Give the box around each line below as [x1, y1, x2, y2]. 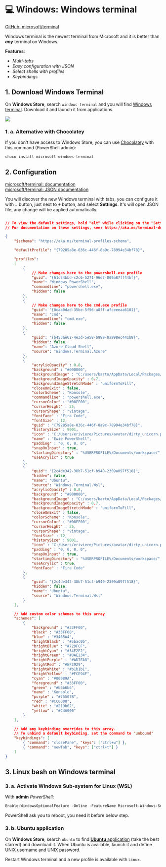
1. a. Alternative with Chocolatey [5, 128, 85, 135]
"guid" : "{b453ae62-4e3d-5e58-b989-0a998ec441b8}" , [31, 335, 140, 340]
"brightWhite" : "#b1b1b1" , [31, 667, 90, 672]
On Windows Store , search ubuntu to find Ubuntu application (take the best [5, 836, 159, 842]
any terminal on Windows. [5, 38, 59, 45]
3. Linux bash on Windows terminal [5, 768, 116, 776]
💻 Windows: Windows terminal [5, 4, 137, 15]
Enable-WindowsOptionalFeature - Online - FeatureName [5, 804, 116, 808]
